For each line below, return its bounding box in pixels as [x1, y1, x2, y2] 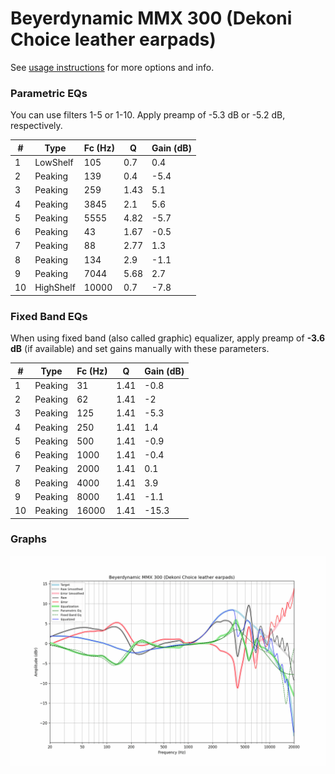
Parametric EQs [10, 86, 88, 100]
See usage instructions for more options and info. [10, 61, 215, 73]
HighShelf [34, 282, 76, 294]
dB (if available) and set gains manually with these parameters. [10, 343, 270, 355]
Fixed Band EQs [10, 309, 88, 323]
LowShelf [34, 156, 74, 168]
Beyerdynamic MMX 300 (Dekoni [10, 7, 293, 30]
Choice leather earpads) [10, 28, 217, 51]
